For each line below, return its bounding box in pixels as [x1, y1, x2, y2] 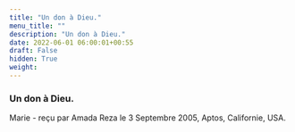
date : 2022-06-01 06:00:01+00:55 [9, 37, 134, 47]
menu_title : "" [9, 21, 66, 30]
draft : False [9, 46, 58, 55]
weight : [9, 63, 38, 72]
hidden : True [9, 54, 58, 63]
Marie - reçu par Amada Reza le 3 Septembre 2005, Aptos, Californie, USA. [9, 112, 286, 123]
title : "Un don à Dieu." [9, 12, 102, 22]
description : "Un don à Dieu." [9, 29, 126, 38]
